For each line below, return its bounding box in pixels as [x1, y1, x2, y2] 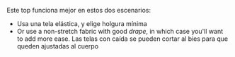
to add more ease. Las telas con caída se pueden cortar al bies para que [16, 34, 228, 43]
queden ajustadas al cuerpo [16, 42, 99, 50]
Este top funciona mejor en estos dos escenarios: [6, 6, 151, 14]
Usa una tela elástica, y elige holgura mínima [16, 20, 148, 27]
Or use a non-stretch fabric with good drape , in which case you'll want [16, 27, 224, 35]
